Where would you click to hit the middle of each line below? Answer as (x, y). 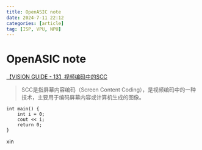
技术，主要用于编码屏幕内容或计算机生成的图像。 (83, 98)
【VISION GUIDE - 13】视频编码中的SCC (57, 77)
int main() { (23, 109)
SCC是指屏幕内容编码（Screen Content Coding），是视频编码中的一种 (109, 90)
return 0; (30, 125)
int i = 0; (31, 114)
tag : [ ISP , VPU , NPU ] (34, 29)
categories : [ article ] (35, 23)
